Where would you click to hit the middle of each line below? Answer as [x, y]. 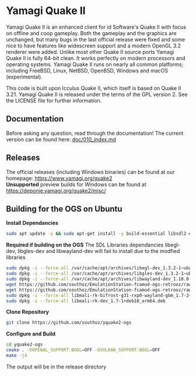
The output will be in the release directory [56, 367]
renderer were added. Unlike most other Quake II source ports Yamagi [90, 52]
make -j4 [17, 356]
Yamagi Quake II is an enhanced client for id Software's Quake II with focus [96, 27]
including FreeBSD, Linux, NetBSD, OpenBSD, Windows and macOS [87, 70]
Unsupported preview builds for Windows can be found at [76, 184]
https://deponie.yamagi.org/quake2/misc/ [56, 190]
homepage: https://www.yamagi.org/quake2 [59, 178]
